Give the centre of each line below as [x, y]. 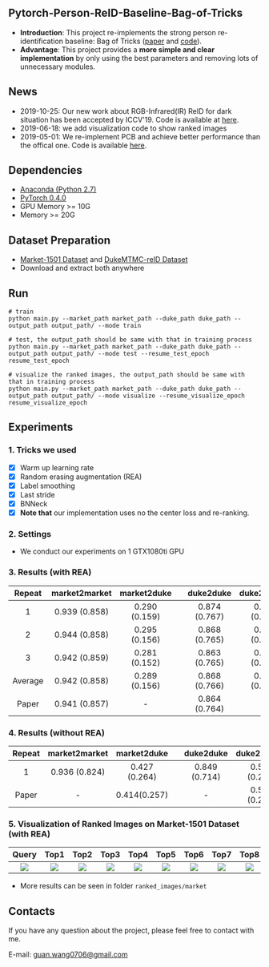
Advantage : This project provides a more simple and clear [117, 49]
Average [28, 680]
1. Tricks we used [42, 450]
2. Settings [30, 534]
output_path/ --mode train [96, 326]
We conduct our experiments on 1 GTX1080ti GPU [102, 551]
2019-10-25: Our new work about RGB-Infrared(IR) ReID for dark [126, 111]
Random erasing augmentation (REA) [81, 477]
